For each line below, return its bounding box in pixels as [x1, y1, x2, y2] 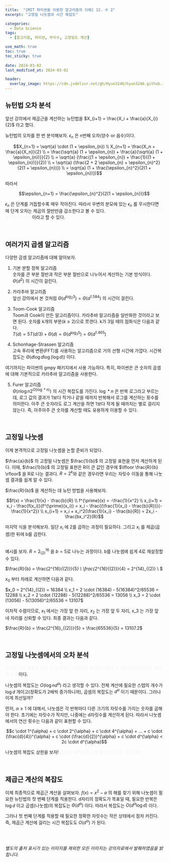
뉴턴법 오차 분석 [5, 101, 51, 110]
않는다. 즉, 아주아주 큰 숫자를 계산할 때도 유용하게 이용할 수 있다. [12, 407, 138, 413]
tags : [5, 31, 17, 36]
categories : [5, 21, 30, 26]
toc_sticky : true [5, 53, 42, 58]
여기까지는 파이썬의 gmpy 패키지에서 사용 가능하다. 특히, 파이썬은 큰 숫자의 [5, 365, 152, 371]
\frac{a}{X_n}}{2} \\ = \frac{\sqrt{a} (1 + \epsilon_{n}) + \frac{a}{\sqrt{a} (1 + [5, 149, 163, 155]
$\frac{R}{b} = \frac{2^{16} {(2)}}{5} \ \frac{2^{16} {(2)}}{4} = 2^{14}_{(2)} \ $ [5, 565, 163, 571]
